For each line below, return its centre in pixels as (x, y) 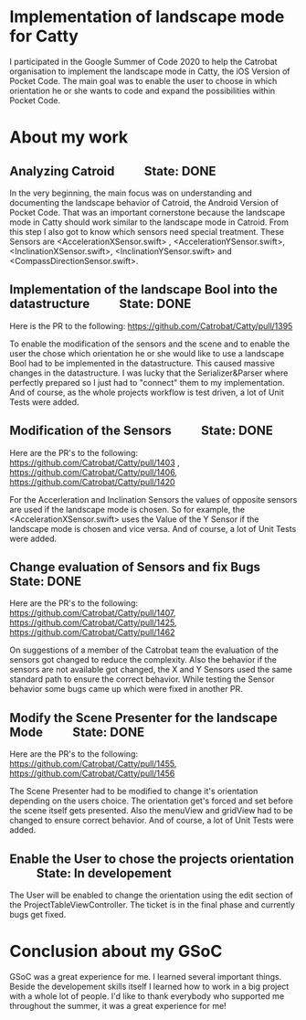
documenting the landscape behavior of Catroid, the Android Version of (144, 202)
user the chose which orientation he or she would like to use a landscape (147, 353)
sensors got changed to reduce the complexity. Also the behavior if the (143, 660)
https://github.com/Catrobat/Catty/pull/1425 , (93, 622)
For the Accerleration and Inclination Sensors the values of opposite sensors (153, 499)
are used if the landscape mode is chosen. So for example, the (127, 509)
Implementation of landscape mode (147, 17)
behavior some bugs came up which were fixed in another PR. (127, 689)
